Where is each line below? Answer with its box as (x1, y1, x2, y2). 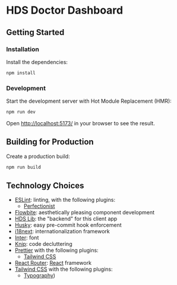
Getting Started (6, 27, 65, 37)
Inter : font (14, 234, 39, 241)
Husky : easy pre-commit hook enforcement (14, 221, 122, 229)
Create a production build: (6, 153, 70, 160)
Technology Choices (6, 180, 84, 191)
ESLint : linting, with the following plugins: (14, 197, 116, 204)
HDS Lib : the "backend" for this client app (14, 215, 118, 223)
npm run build (6, 164, 42, 170)
